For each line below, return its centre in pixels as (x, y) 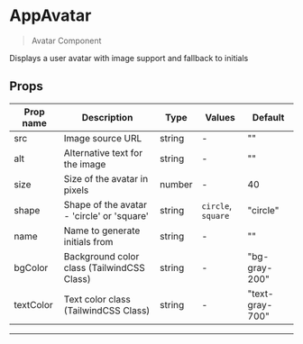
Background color (101, 256)
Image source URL (103, 138)
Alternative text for (103, 152)
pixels (76, 190)
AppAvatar (50, 16)
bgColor (31, 267)
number (176, 184)
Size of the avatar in (106, 178)
